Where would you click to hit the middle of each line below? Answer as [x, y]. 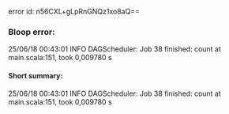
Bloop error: [32, 32]
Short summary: [36, 75]
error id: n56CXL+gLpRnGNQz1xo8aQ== [74, 11]
